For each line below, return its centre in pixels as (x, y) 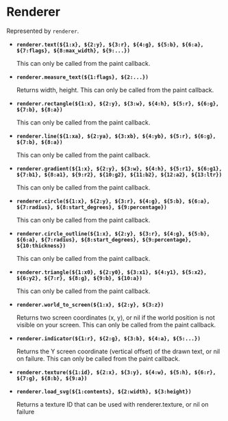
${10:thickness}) (41, 246)
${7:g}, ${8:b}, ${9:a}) (52, 378)
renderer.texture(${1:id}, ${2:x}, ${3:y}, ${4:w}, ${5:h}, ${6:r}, (116, 372)
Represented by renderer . (43, 31)
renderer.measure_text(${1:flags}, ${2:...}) (82, 77)
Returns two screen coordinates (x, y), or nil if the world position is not (115, 317)
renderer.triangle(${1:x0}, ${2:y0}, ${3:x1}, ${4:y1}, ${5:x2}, (111, 272)
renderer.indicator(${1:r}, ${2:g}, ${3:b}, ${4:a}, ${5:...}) (109, 339)
